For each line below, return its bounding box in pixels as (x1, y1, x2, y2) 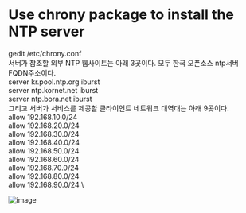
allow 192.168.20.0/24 (8, 121, 80, 130)
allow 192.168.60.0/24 (8, 154, 80, 164)
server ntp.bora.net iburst (8, 94, 93, 103)
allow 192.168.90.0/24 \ (8, 180, 84, 189)
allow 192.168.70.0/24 (8, 163, 80, 172)
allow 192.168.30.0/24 (8, 129, 80, 138)
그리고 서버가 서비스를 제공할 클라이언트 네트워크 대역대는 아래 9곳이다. (8, 103, 229, 113)
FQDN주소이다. (8, 68, 57, 77)
